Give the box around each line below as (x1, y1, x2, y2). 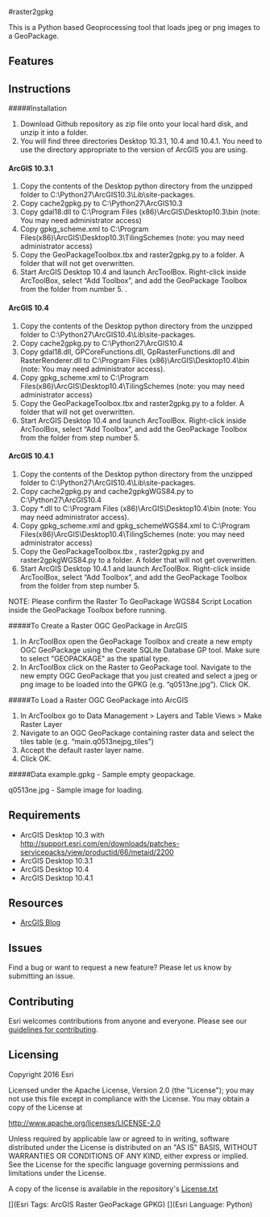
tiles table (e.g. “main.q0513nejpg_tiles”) (19, 736, 155, 746)
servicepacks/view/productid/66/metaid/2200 (19, 847, 175, 856)
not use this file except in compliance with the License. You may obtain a (8, 1093, 250, 1103)
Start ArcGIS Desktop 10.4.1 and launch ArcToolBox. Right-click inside (19, 564, 251, 573)
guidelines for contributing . (8, 1025, 98, 1034)
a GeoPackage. (8, 32, 59, 40)
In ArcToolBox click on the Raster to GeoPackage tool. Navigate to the (19, 662, 251, 672)
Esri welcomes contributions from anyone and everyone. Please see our (8, 1016, 247, 1026)
